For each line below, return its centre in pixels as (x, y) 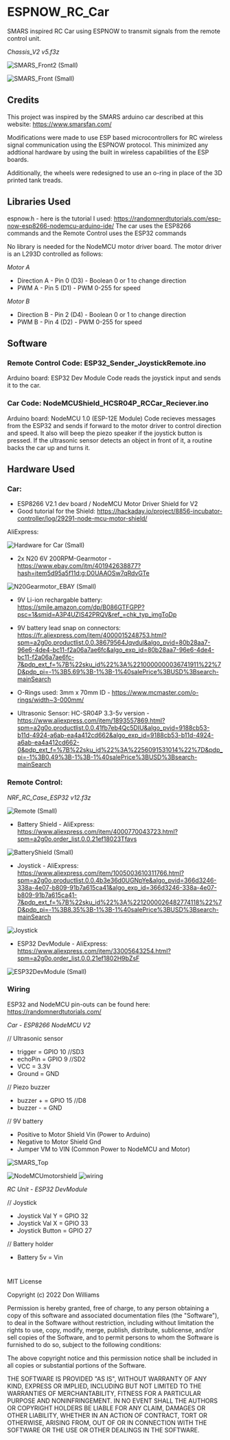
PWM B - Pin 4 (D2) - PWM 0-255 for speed (79, 322)
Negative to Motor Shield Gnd (59, 1142)
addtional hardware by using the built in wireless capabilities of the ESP (108, 152)
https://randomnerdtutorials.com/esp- (168, 219)
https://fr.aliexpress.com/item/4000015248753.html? (92, 636)
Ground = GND (38, 1073)
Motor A (19, 267)
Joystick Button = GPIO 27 (55, 1230)
